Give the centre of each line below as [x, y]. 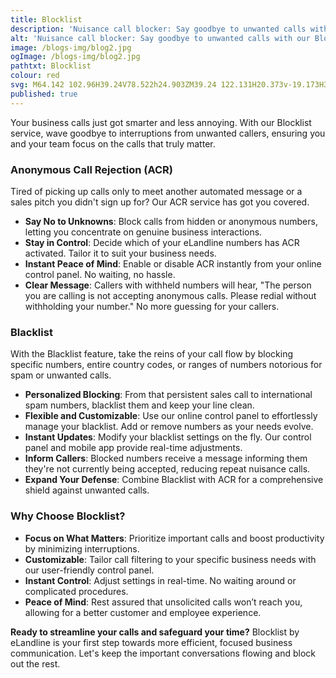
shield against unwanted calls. [87, 490]
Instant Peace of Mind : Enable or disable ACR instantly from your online [173, 263]
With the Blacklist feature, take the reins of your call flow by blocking [152, 354]
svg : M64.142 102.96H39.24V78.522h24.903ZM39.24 [113, 85]
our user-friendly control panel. [89, 570]
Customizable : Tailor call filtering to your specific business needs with [170, 559]
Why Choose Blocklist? [68, 516]
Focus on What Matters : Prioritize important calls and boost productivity [174, 538]
